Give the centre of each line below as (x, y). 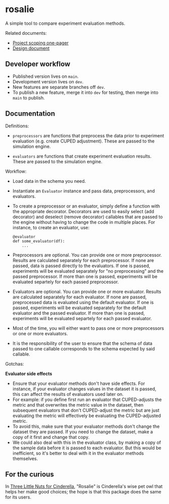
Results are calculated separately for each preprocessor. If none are (83, 260)
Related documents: (26, 33)
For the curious (30, 474)
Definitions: (17, 126)
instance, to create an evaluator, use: (51, 227)
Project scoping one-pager (41, 43)
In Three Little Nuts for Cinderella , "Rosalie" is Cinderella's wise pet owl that (84, 486)
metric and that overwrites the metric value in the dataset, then (78, 405)
